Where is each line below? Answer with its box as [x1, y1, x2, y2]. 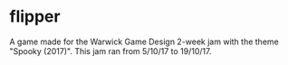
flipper [9, 6, 61, 27]
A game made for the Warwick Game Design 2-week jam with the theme [9, 36, 279, 47]
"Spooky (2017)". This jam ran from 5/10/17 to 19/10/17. [9, 45, 212, 56]
